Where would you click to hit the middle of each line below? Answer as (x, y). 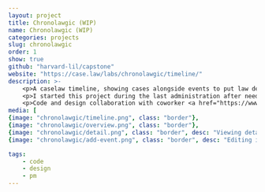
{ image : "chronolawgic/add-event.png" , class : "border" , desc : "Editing (130, 140)
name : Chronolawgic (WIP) (50, 30)
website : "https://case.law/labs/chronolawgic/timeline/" (105, 74)
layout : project (35, 15)
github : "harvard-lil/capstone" (61, 67)
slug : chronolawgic (40, 45)
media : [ (22, 111)
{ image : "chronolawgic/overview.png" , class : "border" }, (104, 125)
